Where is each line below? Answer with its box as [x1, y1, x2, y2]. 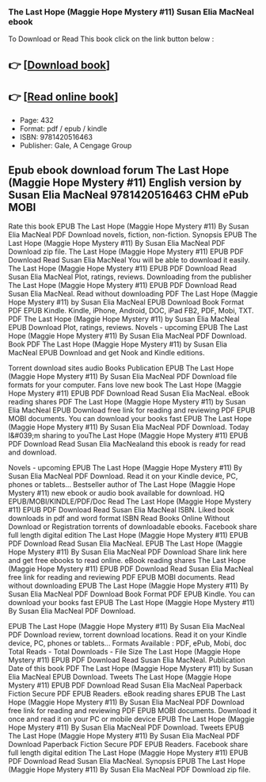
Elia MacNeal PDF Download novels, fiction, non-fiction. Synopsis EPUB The [8, 230, 257, 240]
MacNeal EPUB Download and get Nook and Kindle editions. [8, 348, 205, 358]
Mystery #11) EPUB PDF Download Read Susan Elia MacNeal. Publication [8, 655, 245, 665]
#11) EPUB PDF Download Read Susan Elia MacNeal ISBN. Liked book [8, 505, 235, 515]
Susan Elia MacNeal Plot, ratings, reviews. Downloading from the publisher [8, 272, 252, 282]
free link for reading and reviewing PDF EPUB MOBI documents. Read [8, 573, 235, 582]
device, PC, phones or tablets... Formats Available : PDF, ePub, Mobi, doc [8, 638, 247, 648]
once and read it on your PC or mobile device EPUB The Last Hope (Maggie [8, 715, 255, 724]
